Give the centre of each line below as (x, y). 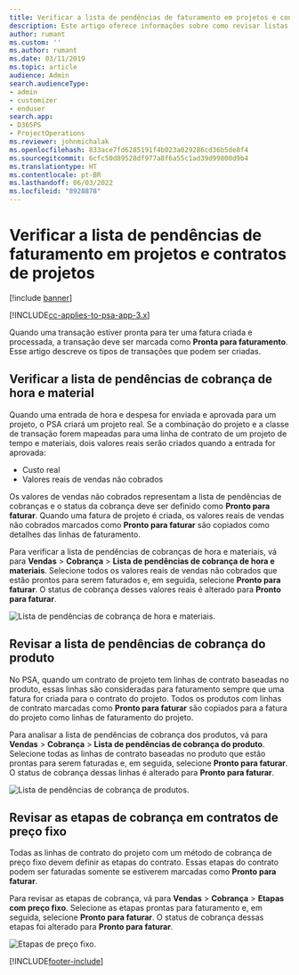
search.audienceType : (49, 84)
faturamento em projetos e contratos (148, 254)
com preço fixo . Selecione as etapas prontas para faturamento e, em (136, 908)
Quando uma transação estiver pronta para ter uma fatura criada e (131, 332)
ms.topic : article (43, 68)
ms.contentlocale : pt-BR (55, 175)
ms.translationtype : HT (53, 167)
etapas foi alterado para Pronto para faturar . (91, 927)
